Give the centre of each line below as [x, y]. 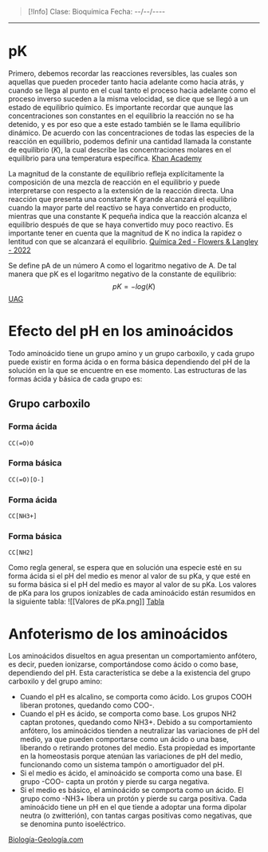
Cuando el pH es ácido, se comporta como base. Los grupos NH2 [128, 714]
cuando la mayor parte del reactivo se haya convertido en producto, [120, 208]
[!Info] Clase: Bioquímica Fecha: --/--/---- [97, 12]
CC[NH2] [21, 553]
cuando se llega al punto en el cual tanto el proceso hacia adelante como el [132, 90]
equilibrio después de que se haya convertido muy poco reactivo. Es [121, 224]
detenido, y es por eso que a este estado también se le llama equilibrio [124, 124]
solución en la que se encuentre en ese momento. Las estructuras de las [128, 370]
